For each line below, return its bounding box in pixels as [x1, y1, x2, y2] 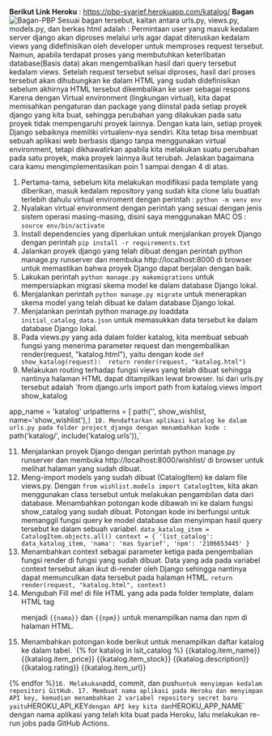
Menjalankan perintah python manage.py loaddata [20, 307, 189, 316]
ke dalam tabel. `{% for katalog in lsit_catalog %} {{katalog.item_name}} [20, 645, 261, 655]
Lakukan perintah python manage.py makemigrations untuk [20, 272, 215, 282]
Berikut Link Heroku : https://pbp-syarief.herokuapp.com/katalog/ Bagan [9, 7, 254, 16]
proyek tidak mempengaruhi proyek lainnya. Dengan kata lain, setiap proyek [9, 119, 262, 128]
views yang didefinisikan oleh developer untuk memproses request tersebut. [9, 41, 265, 51]
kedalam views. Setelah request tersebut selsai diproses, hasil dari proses [9, 67, 256, 76]
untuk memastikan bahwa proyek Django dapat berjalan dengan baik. [20, 263, 253, 273]
